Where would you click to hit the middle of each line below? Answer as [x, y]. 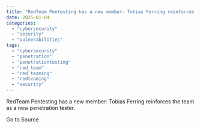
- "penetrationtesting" [41, 62]
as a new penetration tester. [41, 108]
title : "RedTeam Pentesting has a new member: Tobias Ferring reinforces [101, 12]
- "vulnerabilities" [37, 40]
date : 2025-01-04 [28, 17]
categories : [21, 23]
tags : [13, 46]
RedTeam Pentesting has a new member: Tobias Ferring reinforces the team [100, 102]
